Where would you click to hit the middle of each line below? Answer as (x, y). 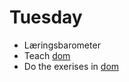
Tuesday (46, 17)
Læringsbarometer (62, 45)
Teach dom (47, 55)
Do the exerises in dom (71, 66)
